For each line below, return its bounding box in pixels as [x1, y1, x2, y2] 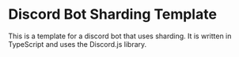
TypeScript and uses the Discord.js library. [8, 39, 147, 48]
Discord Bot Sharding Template [8, 5, 218, 23]
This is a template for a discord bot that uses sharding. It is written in [8, 31, 232, 41]
